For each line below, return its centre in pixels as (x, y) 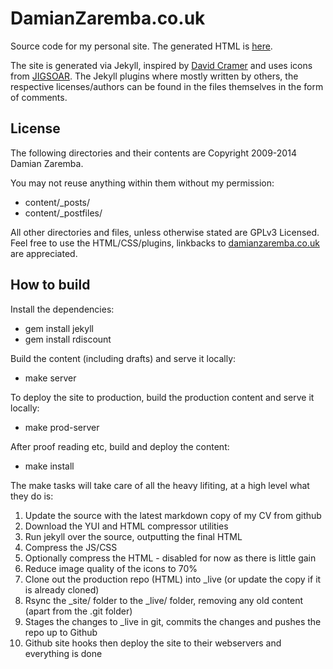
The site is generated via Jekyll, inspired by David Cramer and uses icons (161, 65)
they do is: (32, 496)
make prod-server (62, 427)
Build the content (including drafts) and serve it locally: (123, 358)
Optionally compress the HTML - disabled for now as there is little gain (170, 558)
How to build (50, 285)
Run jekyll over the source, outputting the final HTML (133, 536)
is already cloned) (62, 589)
